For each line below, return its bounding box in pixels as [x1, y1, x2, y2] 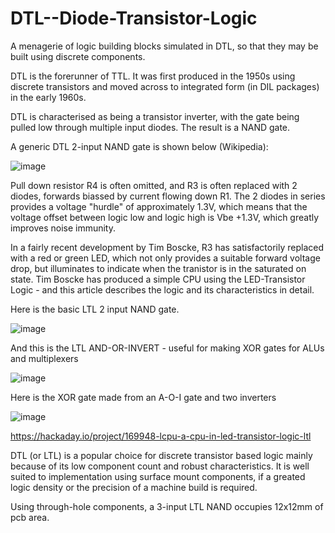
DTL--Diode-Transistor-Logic [10, 7, 258, 30]
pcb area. [10, 511, 50, 523]
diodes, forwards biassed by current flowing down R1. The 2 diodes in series [10, 190, 326, 202]
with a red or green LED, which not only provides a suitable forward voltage [10, 252, 321, 264]
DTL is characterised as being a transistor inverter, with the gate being [10, 110, 300, 122]
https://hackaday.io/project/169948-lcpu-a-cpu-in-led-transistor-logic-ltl [10, 430, 312, 442]
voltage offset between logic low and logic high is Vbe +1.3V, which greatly [10, 211, 320, 223]
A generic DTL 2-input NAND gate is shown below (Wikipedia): [10, 140, 269, 152]
